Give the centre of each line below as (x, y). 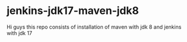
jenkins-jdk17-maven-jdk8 (73, 11)
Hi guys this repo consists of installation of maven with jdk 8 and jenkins (94, 27)
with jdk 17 (19, 33)
